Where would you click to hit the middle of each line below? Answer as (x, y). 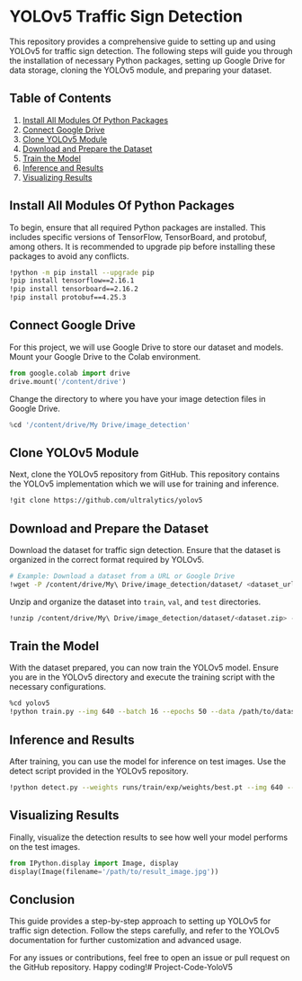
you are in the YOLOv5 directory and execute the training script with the (142, 677)
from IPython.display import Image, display (94, 863)
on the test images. (45, 846)
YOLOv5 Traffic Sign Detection (126, 17)
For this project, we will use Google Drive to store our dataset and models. (147, 347)
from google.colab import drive (70, 373)
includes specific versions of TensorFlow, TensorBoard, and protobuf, (138, 236)
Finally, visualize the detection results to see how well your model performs (149, 837)
